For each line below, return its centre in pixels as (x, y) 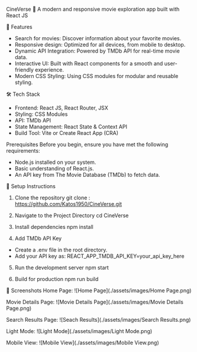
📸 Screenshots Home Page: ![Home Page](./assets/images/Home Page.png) (99, 290)
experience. (49, 70)
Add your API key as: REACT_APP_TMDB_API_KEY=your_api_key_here (99, 256)
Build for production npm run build (56, 279)
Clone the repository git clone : (52, 198)
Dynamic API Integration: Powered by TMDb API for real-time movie (97, 51)
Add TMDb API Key (38, 238)
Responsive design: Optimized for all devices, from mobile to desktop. (100, 45)
